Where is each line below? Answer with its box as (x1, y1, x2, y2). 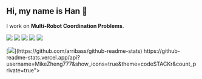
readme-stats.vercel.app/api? (6, 53, 80, 61)
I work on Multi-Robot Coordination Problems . (6, 22, 124, 29)
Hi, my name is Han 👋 (6, 6, 88, 16)
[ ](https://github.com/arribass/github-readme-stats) (6, 47, 143, 55)
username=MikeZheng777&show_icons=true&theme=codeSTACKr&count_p (6, 60, 197, 67)
